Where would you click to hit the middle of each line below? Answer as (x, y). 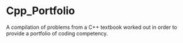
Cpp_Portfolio (41, 11)
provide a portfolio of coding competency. (57, 33)
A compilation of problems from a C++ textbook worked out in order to (92, 27)
